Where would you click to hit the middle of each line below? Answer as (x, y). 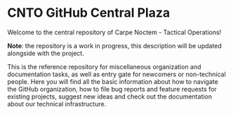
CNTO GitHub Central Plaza (89, 13)
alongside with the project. (46, 53)
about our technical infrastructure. (57, 104)
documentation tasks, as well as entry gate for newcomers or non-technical (116, 74)
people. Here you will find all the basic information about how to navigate (113, 81)
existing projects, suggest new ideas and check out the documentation (110, 97)
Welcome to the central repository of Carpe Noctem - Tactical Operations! (114, 32)
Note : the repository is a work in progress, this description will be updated (115, 45)
